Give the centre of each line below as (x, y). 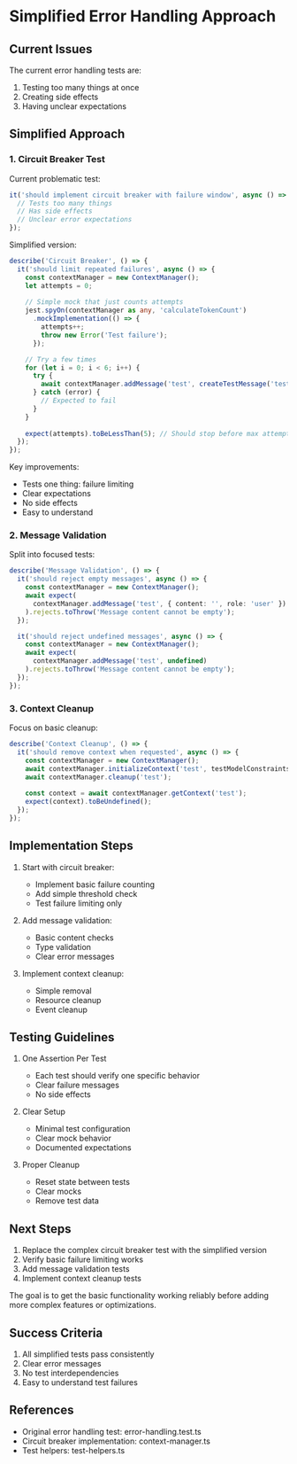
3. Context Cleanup (52, 708)
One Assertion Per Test (64, 1059)
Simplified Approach (67, 134)
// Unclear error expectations (75, 220)
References (42, 1410)
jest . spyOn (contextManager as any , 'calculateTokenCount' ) (136, 311)
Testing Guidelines (62, 1037)
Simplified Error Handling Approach (143, 16)
